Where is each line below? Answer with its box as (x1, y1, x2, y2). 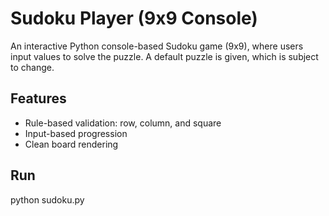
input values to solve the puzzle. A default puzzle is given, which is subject (10, 50, 319, 62)
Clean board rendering (24, 138, 119, 150)
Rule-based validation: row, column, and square (24, 117, 222, 129)
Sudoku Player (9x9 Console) (10, 7, 258, 30)
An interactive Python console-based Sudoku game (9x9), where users (10, 40, 304, 52)
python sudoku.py (10, 193, 85, 206)
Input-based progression (24, 127, 128, 139)
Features (10, 90, 67, 107)
